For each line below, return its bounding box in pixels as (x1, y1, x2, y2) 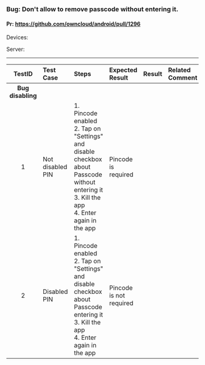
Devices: (6, 34, 29, 41)
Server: (6, 45, 25, 53)
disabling (9, 91, 37, 100)
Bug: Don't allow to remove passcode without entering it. (6, 5, 179, 13)
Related (168, 66, 191, 75)
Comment (168, 73, 198, 82)
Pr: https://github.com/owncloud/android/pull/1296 (6, 20, 141, 28)
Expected (109, 66, 138, 75)
